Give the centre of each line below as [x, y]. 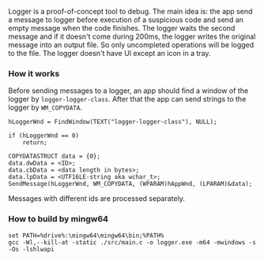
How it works [34, 73]
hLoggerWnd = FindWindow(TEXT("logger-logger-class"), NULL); [113, 122]
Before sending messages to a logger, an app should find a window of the [128, 91]
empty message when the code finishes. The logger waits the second [122, 28]
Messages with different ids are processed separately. [97, 199]
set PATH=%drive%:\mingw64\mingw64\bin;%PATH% [86, 236]
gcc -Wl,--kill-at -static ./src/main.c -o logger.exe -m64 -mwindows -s [132, 242]
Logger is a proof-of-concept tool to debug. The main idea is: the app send [130, 11]
